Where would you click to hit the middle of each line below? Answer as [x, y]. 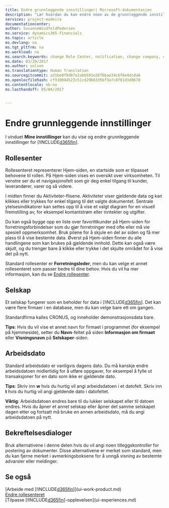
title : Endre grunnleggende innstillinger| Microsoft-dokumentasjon [78, 10]
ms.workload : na [22, 52]
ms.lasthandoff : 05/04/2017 [35, 89]
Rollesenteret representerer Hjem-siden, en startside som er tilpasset [77, 170]
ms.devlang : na [21, 43]
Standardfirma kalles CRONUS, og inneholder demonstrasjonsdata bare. [80, 317]
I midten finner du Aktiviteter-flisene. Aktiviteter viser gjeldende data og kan [84, 196]
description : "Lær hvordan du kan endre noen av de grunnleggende [76, 15]
